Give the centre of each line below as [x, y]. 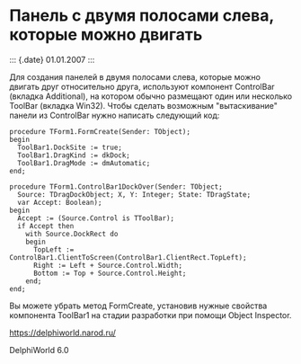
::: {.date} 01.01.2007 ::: [52, 59]
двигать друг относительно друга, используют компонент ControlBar [142, 86]
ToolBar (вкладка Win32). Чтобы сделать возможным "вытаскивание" [144, 105]
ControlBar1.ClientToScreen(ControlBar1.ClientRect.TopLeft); [128, 257]
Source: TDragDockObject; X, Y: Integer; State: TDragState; [134, 194]
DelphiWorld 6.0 [39, 350]
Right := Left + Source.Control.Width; [107, 265]
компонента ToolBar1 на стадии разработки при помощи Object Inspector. [150, 315]
